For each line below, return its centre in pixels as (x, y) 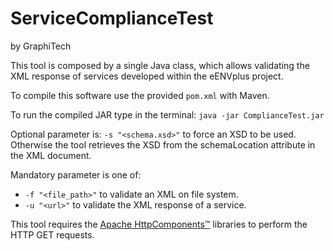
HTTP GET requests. (52, 234)
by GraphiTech (41, 46)
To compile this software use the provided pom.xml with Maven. (140, 95)
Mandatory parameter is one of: (76, 174)
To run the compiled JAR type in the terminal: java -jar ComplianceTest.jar (167, 114)
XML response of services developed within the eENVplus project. (147, 76)
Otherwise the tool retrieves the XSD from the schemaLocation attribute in (163, 144)
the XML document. (51, 155)
